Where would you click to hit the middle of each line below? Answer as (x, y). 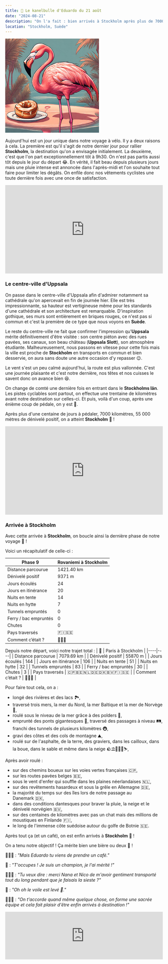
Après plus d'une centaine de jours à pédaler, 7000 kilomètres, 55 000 (78, 414)
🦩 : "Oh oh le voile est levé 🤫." (36, 890)
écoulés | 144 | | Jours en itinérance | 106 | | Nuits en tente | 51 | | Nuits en (81, 661)
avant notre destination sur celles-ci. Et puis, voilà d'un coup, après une (79, 398)
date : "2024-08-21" (25, 16)
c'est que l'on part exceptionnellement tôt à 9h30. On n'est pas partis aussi (82, 157)
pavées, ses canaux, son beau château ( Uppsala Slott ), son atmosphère (80, 342)
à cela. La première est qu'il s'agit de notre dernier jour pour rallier (73, 146)
